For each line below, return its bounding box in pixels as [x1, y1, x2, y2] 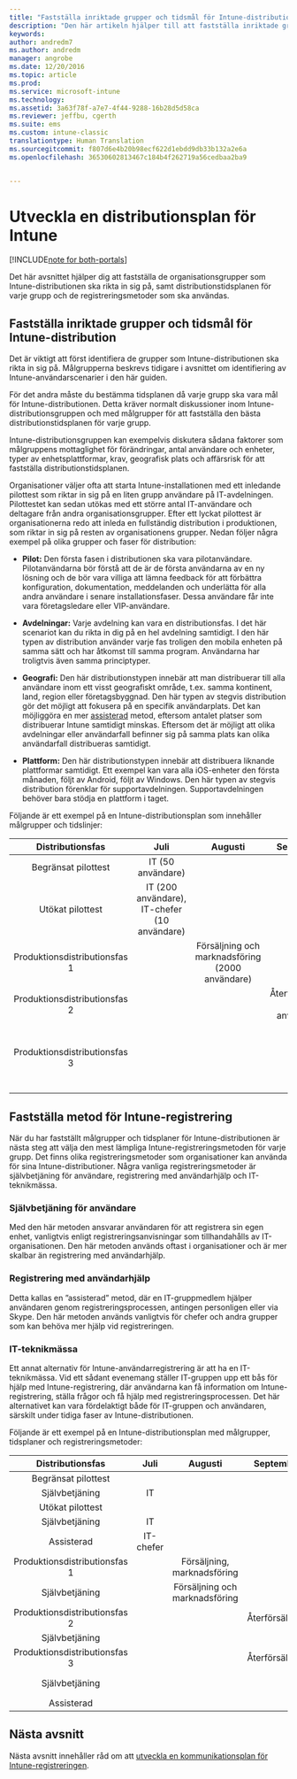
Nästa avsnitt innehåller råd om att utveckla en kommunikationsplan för [9, 1750, 268, 1761]
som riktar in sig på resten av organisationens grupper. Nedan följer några [9, 528, 278, 538]
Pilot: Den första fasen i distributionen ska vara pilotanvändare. [21, 554, 253, 565]
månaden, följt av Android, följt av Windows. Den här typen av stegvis [21, 774, 276, 785]
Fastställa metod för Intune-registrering [9, 1109, 232, 1124]
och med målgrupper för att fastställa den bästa [87, 408, 261, 419]
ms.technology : [9, 95, 65, 104]
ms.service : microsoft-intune [9, 87, 121, 96]
